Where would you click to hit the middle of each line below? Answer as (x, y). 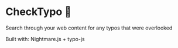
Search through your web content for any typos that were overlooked (89, 28)
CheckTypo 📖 (38, 12)
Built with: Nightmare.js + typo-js (45, 39)
